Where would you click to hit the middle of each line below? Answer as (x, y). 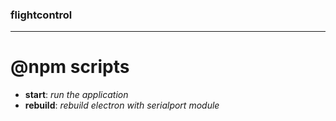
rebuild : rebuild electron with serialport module (122, 105)
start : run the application (76, 95)
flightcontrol (41, 15)
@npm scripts (70, 67)
